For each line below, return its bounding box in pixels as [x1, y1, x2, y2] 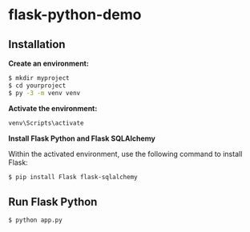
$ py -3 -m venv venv [8, 89, 81, 97]
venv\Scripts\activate [8, 118, 84, 127]
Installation [8, 38, 66, 51]
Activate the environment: [8, 103, 98, 113]
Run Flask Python [8, 194, 98, 209]
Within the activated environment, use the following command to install [8, 149, 243, 158]
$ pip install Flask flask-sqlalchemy [8, 173, 138, 181]
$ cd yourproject [8, 82, 67, 90]
